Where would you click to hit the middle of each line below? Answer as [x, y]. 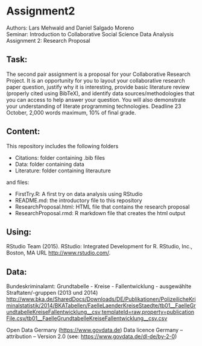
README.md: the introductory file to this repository [79, 200]
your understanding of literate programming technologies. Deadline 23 [94, 106]
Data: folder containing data [49, 164]
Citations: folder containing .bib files [60, 157]
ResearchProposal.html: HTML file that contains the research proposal [102, 207]
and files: [18, 182]
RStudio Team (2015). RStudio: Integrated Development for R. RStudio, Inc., [99, 247]
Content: [23, 132]
